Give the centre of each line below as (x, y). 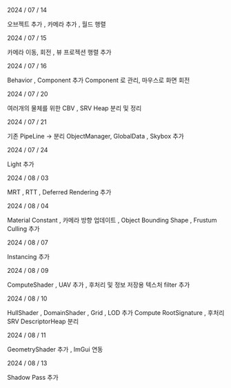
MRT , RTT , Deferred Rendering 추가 (59, 192)
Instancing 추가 (29, 257)
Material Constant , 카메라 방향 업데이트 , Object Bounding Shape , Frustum (112, 220)
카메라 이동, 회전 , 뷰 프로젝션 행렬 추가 (59, 52)
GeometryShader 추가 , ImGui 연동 (55, 349)
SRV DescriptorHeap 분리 (43, 321)
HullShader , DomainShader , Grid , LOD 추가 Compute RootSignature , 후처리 (116, 313)
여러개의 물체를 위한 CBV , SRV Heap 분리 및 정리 (74, 108)
